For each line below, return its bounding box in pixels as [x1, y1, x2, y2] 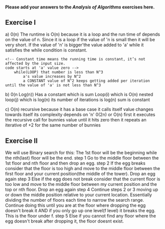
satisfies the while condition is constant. [5, 47, 87, 53]
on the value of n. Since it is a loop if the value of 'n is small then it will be [5, 37, 155, 43]
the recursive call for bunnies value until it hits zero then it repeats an [5, 117, 147, 123]
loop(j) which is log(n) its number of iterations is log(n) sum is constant [5, 97, 150, 103]
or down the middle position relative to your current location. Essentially [5, 192, 153, 198]
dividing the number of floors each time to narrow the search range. [5, 197, 144, 203]
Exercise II [5, 136, 38, 145]
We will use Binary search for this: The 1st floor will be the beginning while [5, 150, 158, 156]
